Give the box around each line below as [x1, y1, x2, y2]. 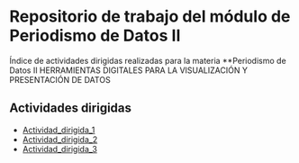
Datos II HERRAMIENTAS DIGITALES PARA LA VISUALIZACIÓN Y [9, 65, 248, 76]
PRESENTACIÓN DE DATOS [9, 74, 111, 85]
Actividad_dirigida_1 [22, 124, 95, 135]
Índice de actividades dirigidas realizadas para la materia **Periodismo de [9, 55, 286, 66]
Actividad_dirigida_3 [22, 143, 97, 154]
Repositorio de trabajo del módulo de [9, 6, 291, 27]
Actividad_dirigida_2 [22, 133, 98, 145]
